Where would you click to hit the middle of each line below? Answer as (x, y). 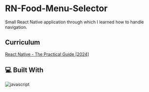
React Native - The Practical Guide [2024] (47, 54)
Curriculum (23, 43)
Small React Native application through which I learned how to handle (74, 22)
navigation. (16, 27)
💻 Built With (24, 70)
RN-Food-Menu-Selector (56, 9)
